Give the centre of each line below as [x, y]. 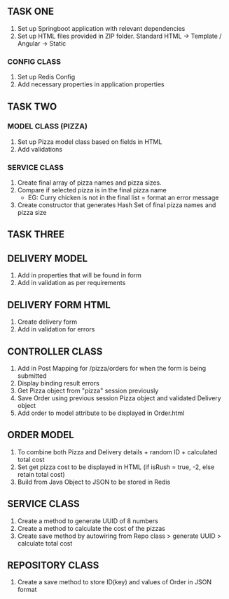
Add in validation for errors [56, 329]
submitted [32, 376]
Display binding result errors [58, 383]
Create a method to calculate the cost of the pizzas [91, 528]
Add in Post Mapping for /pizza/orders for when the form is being [112, 368]
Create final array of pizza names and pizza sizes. [90, 183]
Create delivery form [47, 322]
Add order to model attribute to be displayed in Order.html [101, 413]
